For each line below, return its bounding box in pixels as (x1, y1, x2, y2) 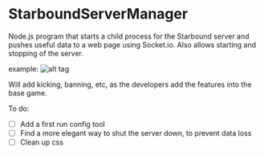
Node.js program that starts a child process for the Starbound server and (8, 31, 250, 41)
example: (8, 63, 39, 73)
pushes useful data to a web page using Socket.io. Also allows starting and (8, 39, 257, 49)
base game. (8, 88, 47, 97)
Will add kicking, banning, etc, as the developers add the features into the (8, 80, 252, 89)
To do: (8, 104, 30, 113)
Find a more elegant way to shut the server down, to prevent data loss (19, 128, 252, 137)
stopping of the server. (8, 48, 84, 58)
